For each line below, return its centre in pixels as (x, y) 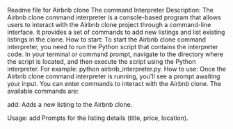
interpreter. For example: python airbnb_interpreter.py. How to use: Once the (117, 69)
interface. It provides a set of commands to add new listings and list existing (116, 32)
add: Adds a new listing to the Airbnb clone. (70, 104)
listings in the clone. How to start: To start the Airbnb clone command (107, 40)
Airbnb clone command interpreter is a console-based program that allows (114, 17)
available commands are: (43, 91)
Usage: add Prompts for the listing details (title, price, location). (98, 118)
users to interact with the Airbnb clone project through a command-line (109, 25)
